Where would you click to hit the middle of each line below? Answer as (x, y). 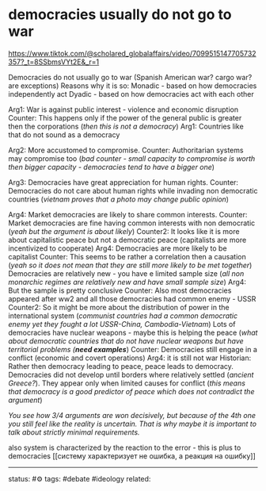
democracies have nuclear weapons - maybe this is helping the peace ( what (133, 332)
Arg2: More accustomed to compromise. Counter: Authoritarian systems (126, 150)
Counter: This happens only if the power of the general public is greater (125, 117)
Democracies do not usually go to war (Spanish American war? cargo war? (130, 77)
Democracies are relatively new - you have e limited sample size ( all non (126, 273)
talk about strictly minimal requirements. (74, 432)
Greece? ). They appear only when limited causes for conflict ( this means (127, 383)
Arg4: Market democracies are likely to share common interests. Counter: (128, 214)
